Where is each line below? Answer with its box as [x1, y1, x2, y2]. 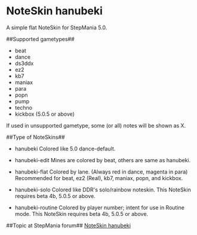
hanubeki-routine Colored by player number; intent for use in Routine [14, 204, 185, 211]
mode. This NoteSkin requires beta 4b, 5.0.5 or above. [14, 210, 148, 217]
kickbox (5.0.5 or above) [14, 110, 75, 117]
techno [14, 104, 33, 111]
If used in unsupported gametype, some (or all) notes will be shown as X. [6, 122, 186, 129]
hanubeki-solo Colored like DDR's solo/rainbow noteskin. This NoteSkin [14, 186, 191, 193]
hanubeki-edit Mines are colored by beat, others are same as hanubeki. [14, 156, 191, 163]
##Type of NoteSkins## [6, 133, 65, 141]
